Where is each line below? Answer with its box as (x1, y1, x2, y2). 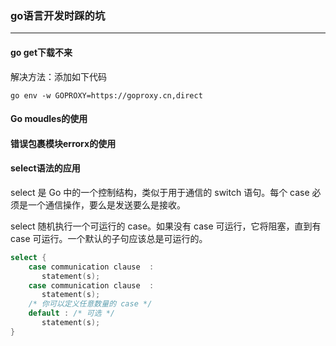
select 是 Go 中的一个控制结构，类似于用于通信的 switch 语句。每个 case (10, 186, 310, 198)
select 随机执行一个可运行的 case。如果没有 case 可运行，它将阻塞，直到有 (10, 220, 322, 232)
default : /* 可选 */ (28, 308, 116, 319)
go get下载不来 (10, 46, 73, 58)
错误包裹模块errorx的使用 (10, 137, 117, 149)
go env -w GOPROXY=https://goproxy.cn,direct (10, 90, 203, 101)
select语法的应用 (10, 162, 81, 174)
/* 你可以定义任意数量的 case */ (28, 299, 153, 309)
